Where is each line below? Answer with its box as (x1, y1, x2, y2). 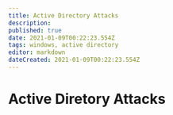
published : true (8, 26, 62, 34)
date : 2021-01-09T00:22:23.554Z (8, 33, 115, 42)
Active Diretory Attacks (8, 90, 166, 108)
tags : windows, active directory (8, 41, 119, 49)
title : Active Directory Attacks (8, 11, 119, 20)
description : (8, 19, 52, 27)
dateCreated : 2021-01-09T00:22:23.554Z (8, 56, 140, 64)
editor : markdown (8, 48, 66, 56)
